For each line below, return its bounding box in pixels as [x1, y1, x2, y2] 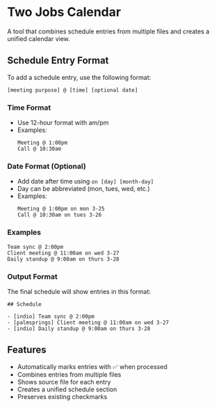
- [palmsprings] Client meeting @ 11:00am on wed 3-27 [7, 319, 169, 326]
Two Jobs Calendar [7, 4, 122, 20]
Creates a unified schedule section [17, 385, 117, 393]
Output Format [7, 272, 58, 281]
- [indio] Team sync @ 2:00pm [7, 313, 95, 320]
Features [7, 344, 47, 356]
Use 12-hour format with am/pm [17, 119, 109, 127]
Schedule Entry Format [7, 55, 109, 67]
